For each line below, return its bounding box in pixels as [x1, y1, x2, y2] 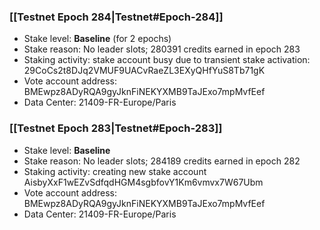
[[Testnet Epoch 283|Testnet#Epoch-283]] [9, 121, 223, 135]
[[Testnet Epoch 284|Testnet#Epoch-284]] [9, 10, 224, 24]
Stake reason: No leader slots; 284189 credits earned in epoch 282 [23, 155, 301, 167]
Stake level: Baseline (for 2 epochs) [23, 33, 172, 45]
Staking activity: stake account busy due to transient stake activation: [23, 54, 311, 66]
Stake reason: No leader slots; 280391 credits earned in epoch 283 [23, 43, 301, 55]
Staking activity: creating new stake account [23, 165, 207, 177]
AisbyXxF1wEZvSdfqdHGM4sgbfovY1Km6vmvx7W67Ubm [23, 176, 264, 188]
